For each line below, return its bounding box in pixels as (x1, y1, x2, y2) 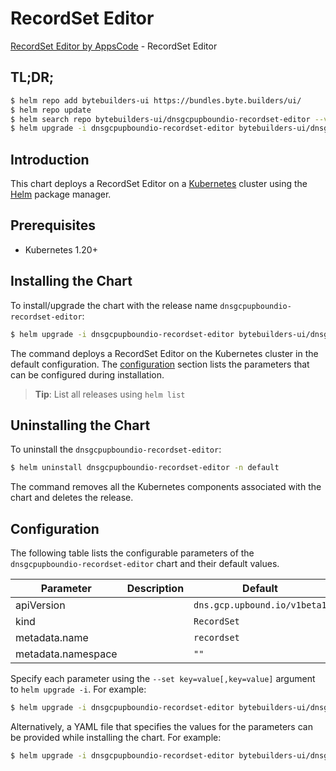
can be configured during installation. (10, 368, 165, 381)
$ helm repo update (10, 105, 92, 115)
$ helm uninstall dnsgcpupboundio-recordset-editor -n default (10, 463, 280, 473)
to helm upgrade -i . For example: (10, 683, 147, 696)
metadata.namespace (15, 647, 118, 661)
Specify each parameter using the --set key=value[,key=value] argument (10, 673, 316, 685)
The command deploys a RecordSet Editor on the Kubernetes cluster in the (10, 347, 319, 359)
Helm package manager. (10, 188, 112, 201)
